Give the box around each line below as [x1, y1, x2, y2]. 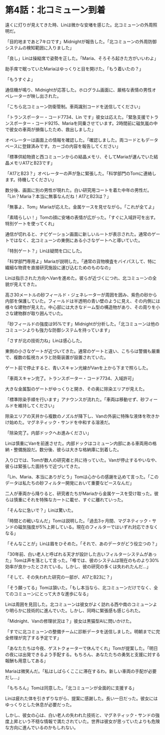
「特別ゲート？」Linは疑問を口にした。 [5, 248, 85, 254]
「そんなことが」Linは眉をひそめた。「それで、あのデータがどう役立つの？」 [5, 540, 160, 546]
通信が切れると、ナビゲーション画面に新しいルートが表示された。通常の [5, 231, 152, 237]
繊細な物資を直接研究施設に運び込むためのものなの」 [5, 264, 113, 270]
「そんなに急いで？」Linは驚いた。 [5, 507, 76, 513]
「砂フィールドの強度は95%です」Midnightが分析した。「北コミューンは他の [5, 320, 160, 327]
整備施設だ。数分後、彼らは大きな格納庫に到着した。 [13, 446, 122, 452]
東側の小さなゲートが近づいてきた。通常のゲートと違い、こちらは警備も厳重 [5, 348, 161, 354]
